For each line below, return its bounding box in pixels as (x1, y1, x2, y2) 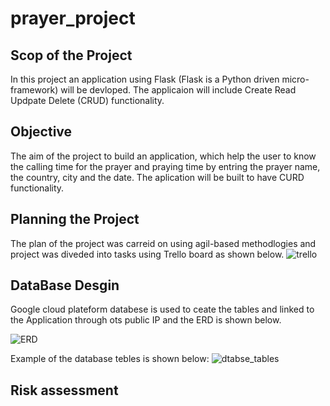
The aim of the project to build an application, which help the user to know (10, 150, 317, 162)
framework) (10, 84, 59, 96)
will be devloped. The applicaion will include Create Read (60, 84, 297, 96)
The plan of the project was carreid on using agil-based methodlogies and (10, 237, 317, 249)
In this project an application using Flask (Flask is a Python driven (10, 73, 280, 85)
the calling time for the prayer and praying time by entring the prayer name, (10, 160, 321, 172)
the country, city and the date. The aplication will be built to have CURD (10, 171, 305, 183)
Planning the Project (10, 211, 140, 228)
